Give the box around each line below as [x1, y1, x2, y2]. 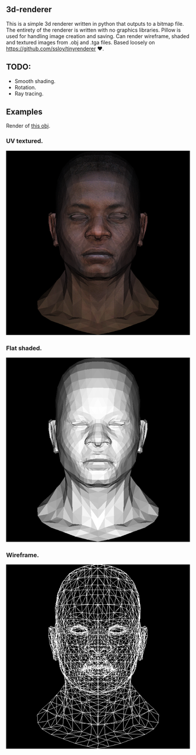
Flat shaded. [6, 344, 43, 352]
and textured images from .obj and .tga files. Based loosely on [6, 39, 155, 46]
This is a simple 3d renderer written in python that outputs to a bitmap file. [6, 20, 184, 27]
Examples [6, 107, 43, 117]
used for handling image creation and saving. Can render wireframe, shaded [6, 32, 190, 40]
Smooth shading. [14, 77, 56, 84]
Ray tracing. [14, 90, 44, 97]
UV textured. [6, 137, 43, 145]
